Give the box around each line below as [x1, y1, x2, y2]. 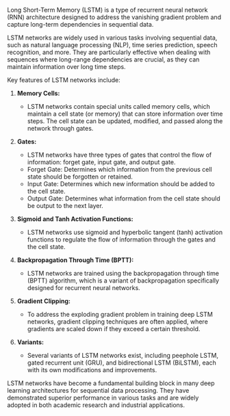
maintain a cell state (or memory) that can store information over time [27, 109, 223, 118]
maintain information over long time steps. [7, 63, 126, 70]
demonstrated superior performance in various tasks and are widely [7, 393, 199, 402]
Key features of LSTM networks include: [7, 76, 121, 84]
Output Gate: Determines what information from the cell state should [27, 194, 220, 203]
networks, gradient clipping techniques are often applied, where [27, 317, 209, 326]
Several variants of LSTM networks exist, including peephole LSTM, [27, 352, 219, 359]
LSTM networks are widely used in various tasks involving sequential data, [7, 34, 218, 42]
